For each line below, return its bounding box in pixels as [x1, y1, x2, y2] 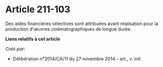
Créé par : [5, 46, 26, 52]
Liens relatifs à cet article [5, 36, 60, 42]
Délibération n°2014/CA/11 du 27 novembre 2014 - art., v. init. [12, 55, 142, 62]
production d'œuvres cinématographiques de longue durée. [5, 26, 132, 32]
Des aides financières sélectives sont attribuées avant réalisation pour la [5, 20, 158, 27]
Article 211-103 [5, 4, 70, 15]
